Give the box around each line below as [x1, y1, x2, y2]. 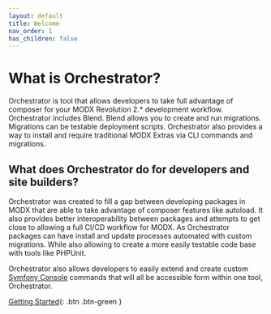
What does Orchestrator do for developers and [8, 163, 250, 176]
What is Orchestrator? [8, 70, 161, 87]
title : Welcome [8, 19, 60, 28]
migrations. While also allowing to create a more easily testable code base [8, 240, 256, 249]
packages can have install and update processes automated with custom [8, 231, 252, 240]
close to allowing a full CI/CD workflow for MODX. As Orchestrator [8, 223, 230, 231]
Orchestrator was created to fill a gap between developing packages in [8, 197, 246, 206]
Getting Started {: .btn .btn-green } [8, 297, 123, 306]
